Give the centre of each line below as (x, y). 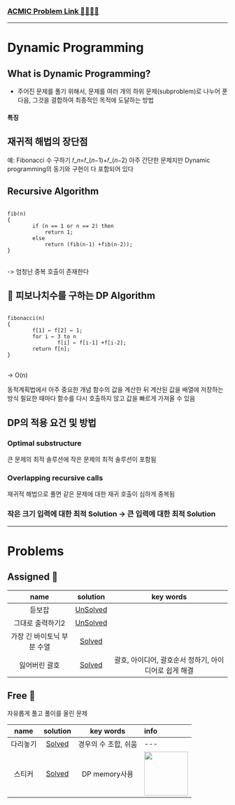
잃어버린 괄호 (40, 665)
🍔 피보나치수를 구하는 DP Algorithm (81, 295)
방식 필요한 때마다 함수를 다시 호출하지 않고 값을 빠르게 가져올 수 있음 (101, 399)
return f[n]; (51, 349)
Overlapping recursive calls (55, 478)
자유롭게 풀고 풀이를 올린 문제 (48, 713)
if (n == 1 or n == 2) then (73, 226)
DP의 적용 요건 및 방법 (52, 423)
